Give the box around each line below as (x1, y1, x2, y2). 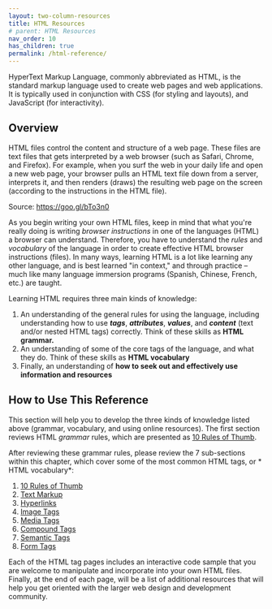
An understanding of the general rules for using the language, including (19, 309, 260, 319)
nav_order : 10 (8, 34, 57, 43)
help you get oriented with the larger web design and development (8, 582, 231, 593)
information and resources (19, 369, 113, 379)
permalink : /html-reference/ (8, 50, 107, 58)
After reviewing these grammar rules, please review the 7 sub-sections (8, 447, 246, 457)
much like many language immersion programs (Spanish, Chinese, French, (8, 269, 257, 279)
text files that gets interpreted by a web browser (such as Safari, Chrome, (8, 151, 254, 161)
